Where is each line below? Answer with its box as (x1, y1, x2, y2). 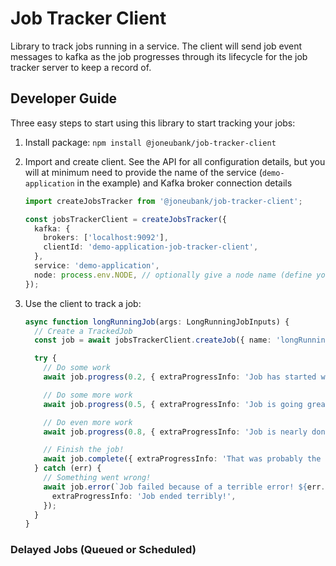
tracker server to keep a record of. (10, 61, 152, 73)
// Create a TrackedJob (34, 326, 133, 336)
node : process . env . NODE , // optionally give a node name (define (34, 270, 313, 280)
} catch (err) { (34, 463, 102, 474)
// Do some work (43, 363, 111, 373)
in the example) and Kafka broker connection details (76, 177, 293, 189)
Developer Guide (10, 90, 118, 107)
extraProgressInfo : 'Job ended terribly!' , (51, 491, 237, 501)
